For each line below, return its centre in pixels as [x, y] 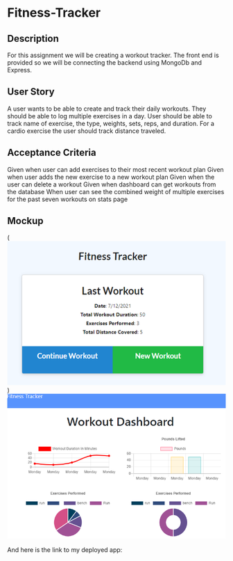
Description [33, 39]
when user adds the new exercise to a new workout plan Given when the [111, 177]
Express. [20, 70]
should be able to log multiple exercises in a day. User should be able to [110, 116]
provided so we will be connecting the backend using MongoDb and [105, 63]
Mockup [25, 221]
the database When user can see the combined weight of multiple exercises [116, 191]
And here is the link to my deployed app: [65, 550]
